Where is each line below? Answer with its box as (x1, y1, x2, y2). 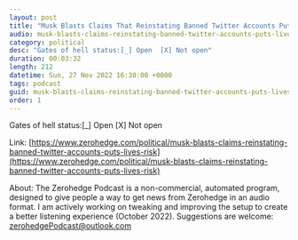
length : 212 (9, 63, 53, 72)
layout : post (9, 12, 58, 22)
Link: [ (9, 137, 33, 148)
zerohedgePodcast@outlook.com (9, 220, 132, 231)
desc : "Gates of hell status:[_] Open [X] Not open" (9, 46, 213, 55)
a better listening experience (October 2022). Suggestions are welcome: (9, 211, 274, 222)
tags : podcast (9, 79, 62, 88)
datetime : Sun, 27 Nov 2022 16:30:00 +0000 (9, 71, 173, 80)
